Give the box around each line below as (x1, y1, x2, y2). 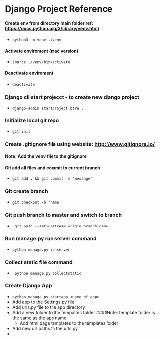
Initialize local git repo (5, 117, 59, 124)
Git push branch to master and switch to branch (5, 212, 122, 219)
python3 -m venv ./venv (12, 37, 62, 43)
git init (12, 129, 31, 134)
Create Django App (5, 283, 52, 289)
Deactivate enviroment (5, 70, 53, 76)
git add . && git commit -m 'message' (12, 176, 93, 181)
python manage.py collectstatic (14, 271, 82, 276)
